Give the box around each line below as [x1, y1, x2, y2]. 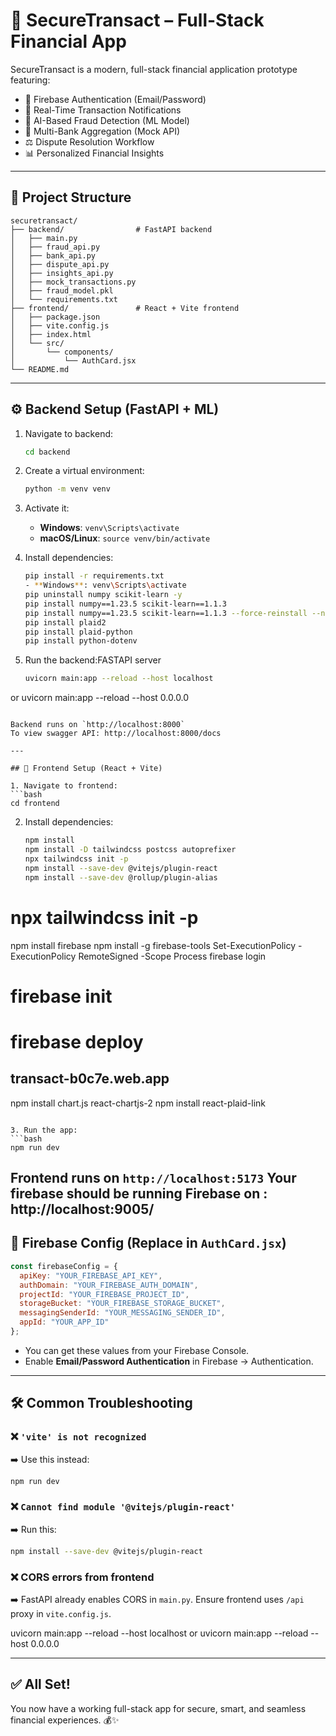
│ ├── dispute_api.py [10, 259, 110, 269]
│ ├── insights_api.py [10, 268, 114, 278]
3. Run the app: [10, 1125, 78, 1135]
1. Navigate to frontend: [10, 781, 118, 791]
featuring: [10, 74, 51, 86]
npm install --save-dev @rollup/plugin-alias [24, 872, 218, 883]
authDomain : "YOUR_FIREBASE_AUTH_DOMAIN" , [19, 1280, 199, 1290]
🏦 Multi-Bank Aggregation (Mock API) [24, 125, 181, 137]
